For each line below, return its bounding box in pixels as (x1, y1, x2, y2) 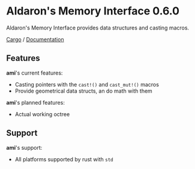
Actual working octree (14, 110, 70, 118)
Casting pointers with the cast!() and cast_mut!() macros (14, 81, 159, 88)
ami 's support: (6, 144, 43, 151)
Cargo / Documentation (6, 35, 64, 43)
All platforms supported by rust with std (14, 155, 113, 163)
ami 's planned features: (6, 99, 65, 106)
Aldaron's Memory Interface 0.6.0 (6, 4, 180, 18)
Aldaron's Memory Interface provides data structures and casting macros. (6, 24, 190, 31)
